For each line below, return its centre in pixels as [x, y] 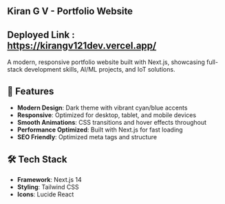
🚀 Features [31, 91]
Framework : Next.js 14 [49, 179]
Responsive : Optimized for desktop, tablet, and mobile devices [107, 115]
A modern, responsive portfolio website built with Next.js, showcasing [106, 62]
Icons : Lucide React [45, 194]
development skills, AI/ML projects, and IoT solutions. [99, 70]
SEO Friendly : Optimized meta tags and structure [87, 137]
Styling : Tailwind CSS [48, 187]
